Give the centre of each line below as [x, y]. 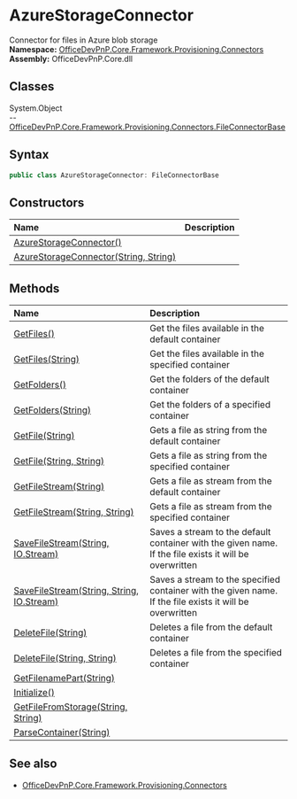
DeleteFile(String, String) [65, 658]
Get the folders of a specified [210, 405]
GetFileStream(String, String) [74, 512]
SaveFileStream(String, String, [76, 591]
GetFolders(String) [52, 410]
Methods [34, 288]
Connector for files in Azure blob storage [84, 40]
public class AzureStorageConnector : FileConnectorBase [114, 175]
